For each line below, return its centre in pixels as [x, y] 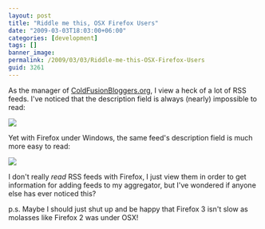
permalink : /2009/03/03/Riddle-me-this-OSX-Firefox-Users [107, 61]
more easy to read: [39, 146]
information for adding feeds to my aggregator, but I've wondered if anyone [132, 185]
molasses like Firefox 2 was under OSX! [73, 217]
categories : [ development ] [53, 38]
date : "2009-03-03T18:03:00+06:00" [67, 30]
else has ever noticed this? [52, 193]
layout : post [30, 16]
